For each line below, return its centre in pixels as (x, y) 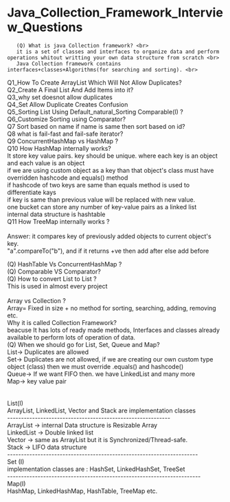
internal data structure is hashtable (56, 214)
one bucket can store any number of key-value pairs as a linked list (102, 207)
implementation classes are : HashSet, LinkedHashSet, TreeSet (96, 469)
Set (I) (16, 461)
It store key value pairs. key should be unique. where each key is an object (113, 156)
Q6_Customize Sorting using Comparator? (66, 119)
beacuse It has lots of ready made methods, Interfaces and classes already (114, 330)
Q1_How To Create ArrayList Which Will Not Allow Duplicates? (94, 82)
